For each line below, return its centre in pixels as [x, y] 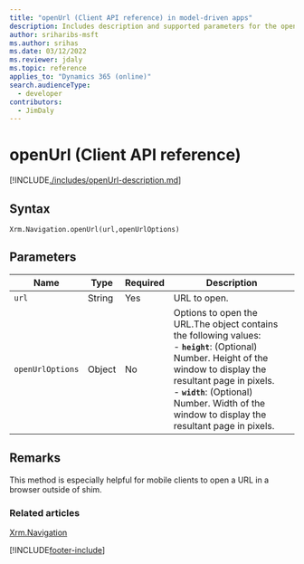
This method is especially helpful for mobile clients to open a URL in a [139, 480]
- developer [40, 93]
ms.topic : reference [48, 69]
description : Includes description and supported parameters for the [143, 26]
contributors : [36, 102]
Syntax [30, 209]
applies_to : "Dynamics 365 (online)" [81, 77]
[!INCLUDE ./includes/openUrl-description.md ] [95, 180]
